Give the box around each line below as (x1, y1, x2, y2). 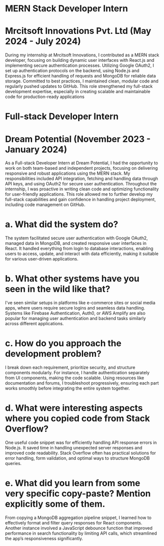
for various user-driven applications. (5, 256, 78, 262)
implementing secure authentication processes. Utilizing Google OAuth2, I (5, 62, 154, 69)
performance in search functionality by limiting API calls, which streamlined (5, 530, 157, 536)
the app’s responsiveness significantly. (5, 535, 83, 541)
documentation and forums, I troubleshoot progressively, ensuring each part (5, 380, 159, 386)
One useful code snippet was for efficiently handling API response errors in (5, 440, 157, 445)
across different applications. (5, 321, 64, 327)
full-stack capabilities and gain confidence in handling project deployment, (5, 197, 156, 203)
